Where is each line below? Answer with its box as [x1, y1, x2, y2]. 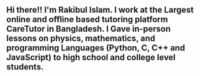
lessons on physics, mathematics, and [6, 33, 155, 44]
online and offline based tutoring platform [6, 15, 168, 25]
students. [6, 62, 44, 72]
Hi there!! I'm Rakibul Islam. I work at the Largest [6, 5, 194, 15]
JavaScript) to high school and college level [6, 52, 176, 63]
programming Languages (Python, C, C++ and [6, 43, 185, 54]
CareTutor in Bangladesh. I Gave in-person [6, 24, 171, 34]
